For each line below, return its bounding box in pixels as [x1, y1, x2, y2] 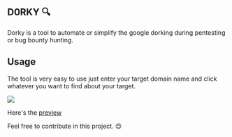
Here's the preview [7, 108, 62, 117]
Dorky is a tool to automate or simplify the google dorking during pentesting [7, 28, 226, 37]
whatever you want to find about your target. [7, 81, 136, 90]
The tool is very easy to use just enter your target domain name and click [7, 74, 218, 83]
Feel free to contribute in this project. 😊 [7, 122, 122, 130]
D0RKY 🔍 [7, 6, 51, 18]
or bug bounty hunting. [7, 35, 73, 44]
